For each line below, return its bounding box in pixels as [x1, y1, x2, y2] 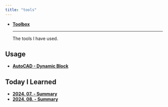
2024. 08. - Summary [12, 96, 58, 102]
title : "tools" [5, 7, 37, 12]
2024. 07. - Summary [12, 91, 57, 97]
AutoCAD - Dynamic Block [12, 63, 68, 69]
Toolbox [12, 21, 30, 27]
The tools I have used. [12, 35, 58, 41]
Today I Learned [5, 77, 56, 86]
